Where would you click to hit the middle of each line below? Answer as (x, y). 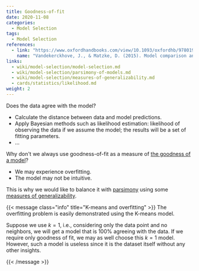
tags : (13, 34)
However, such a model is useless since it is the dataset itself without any (96, 244)
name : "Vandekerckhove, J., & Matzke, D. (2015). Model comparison (102, 56)
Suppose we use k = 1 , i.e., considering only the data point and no (87, 225)
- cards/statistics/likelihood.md (54, 84)
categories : (21, 23)
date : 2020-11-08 (28, 17)
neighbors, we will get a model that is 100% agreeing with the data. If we (95, 231)
